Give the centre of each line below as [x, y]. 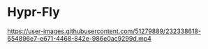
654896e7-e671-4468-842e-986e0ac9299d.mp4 [80, 38]
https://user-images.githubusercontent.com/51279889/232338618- [104, 31]
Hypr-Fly [34, 12]
